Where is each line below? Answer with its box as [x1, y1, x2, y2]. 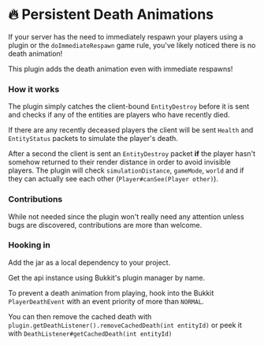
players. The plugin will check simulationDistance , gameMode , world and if [8, 166, 244, 175]
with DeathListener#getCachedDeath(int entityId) [8, 329, 173, 338]
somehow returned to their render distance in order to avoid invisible [8, 158, 231, 167]
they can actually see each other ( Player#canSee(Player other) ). [8, 174, 219, 184]
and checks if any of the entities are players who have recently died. [8, 110, 230, 120]
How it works [8, 84, 60, 95]
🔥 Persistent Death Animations [8, 6, 214, 24]
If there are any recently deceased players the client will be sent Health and [8, 125, 254, 135]
